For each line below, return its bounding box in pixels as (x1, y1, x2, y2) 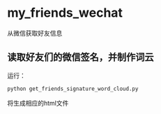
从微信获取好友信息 (7, 29, 63, 37)
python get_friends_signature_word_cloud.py (7, 85, 139, 92)
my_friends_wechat (7, 5, 123, 21)
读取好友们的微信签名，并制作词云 (7, 51, 154, 64)
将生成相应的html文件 (7, 99, 69, 107)
